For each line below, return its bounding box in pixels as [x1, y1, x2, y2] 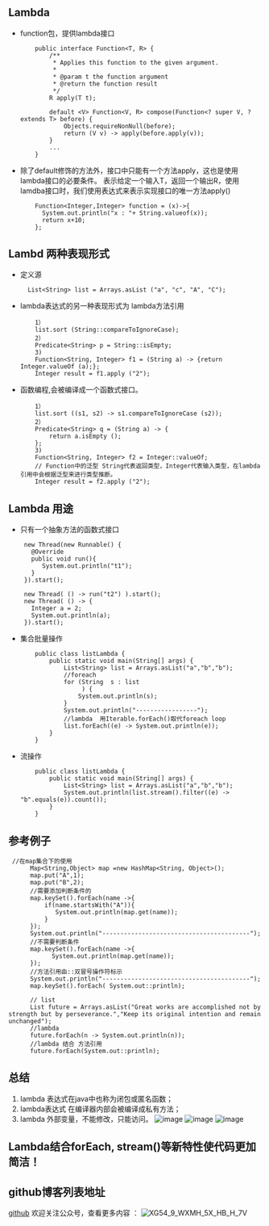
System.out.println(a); [31, 611, 111, 619]
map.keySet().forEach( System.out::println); [29, 982, 185, 990]
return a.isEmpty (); [49, 432, 122, 441]
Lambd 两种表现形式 [8, 247, 110, 260]
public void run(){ [31, 555, 97, 563]
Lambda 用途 [8, 502, 74, 515]
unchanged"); [8, 1018, 52, 1026]
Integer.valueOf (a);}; [19, 363, 101, 371]
